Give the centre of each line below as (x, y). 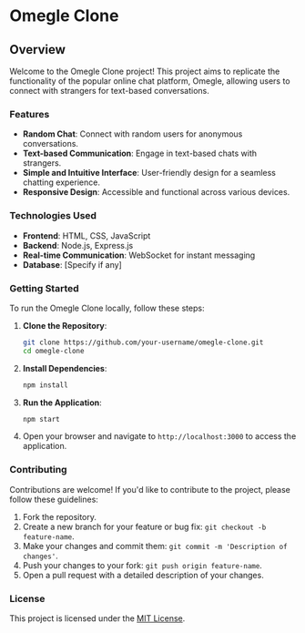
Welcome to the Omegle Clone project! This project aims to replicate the (145, 71)
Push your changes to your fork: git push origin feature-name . (142, 565)
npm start (41, 419)
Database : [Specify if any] (72, 264)
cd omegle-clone (53, 351)
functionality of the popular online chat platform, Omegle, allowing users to (150, 81)
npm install (45, 385)
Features (30, 114)
